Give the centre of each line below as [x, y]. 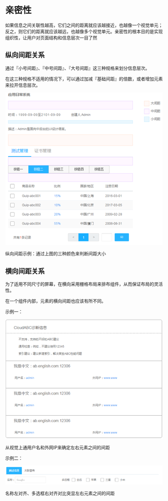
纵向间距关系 [25, 55]
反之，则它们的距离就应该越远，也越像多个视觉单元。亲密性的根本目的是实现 [84, 31]
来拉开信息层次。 [23, 85]
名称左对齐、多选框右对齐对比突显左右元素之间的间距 [60, 493]
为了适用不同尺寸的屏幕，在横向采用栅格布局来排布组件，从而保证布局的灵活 [84, 284]
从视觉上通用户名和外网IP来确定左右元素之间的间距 [57, 447]
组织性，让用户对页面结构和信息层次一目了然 [51, 38]
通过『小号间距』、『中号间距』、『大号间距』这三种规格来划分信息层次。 [77, 68]
